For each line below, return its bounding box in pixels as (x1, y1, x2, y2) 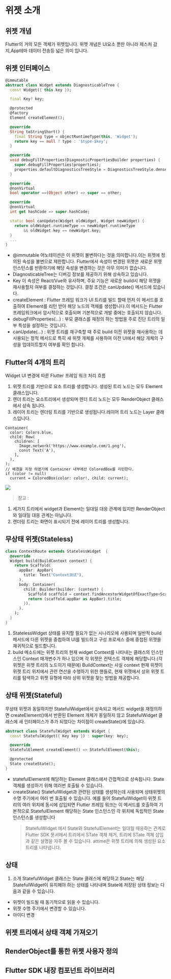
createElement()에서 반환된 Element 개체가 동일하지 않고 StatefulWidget (10, 712, 158, 718)
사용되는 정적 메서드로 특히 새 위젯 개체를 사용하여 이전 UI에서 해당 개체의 (12, 335, 159, 341)
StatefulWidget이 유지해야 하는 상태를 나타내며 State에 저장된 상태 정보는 (12, 881, 159, 887)
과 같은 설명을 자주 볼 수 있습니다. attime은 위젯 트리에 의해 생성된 (25, 838, 156, 844)
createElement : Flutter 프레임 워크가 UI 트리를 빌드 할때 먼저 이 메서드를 (12, 297, 159, 303)
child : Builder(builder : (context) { (23, 586, 103, 592)
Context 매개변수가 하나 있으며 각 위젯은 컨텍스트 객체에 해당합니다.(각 (22, 655, 163, 662)
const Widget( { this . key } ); (10, 87, 72, 93)
